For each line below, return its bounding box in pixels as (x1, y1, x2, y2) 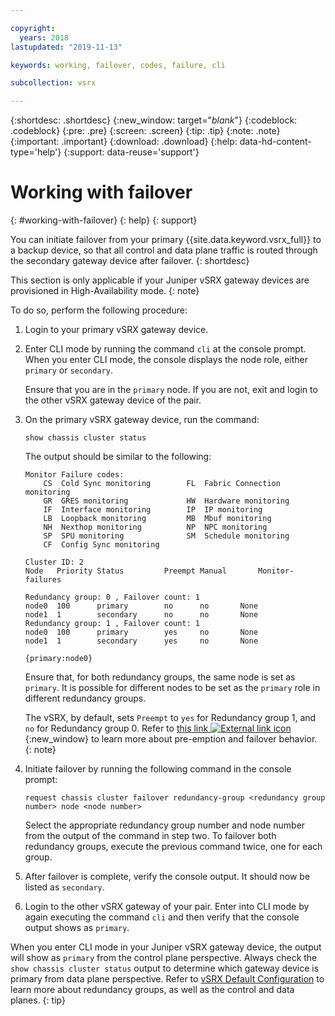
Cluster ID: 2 (24, 557, 84, 568)
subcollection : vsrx (10, 78, 97, 88)
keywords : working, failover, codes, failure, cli (10, 60, 226, 70)
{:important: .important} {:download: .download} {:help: (10, 136, 238, 148)
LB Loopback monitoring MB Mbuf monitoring (43, 514, 272, 524)
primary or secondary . (24, 364, 113, 376)
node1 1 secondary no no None (24, 610, 259, 620)
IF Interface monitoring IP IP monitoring (43, 505, 263, 515)
